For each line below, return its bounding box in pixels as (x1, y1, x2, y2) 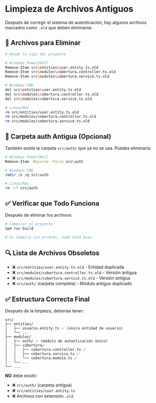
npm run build (5, 226, 34, 231)
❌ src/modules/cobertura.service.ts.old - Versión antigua (12, 275, 131, 281)
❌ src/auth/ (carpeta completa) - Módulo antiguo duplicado (12, 281, 132, 287)
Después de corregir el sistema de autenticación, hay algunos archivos (5, 19, 147, 25)
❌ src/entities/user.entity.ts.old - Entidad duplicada (12, 264, 125, 270)
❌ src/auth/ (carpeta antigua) (12, 382, 72, 388)
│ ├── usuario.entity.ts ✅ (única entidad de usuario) (5, 326, 124, 331)
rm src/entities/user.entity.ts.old (5, 110, 79, 115)
